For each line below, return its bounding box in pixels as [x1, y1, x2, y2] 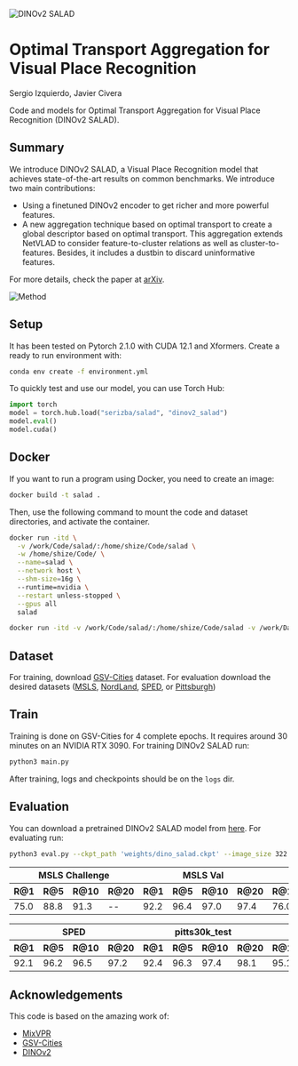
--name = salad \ [17, 558, 74, 567]
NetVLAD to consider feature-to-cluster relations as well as [21, 237, 239, 248]
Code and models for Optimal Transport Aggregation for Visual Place [9, 105, 261, 116]
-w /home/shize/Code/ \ [17, 549, 105, 559]
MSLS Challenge [38, 870, 110, 882]
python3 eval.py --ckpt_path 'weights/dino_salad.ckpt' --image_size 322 [9, 849, 288, 858]
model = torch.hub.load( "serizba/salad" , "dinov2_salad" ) [9, 409, 228, 418]
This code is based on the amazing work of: [9, 1011, 170, 1022]
